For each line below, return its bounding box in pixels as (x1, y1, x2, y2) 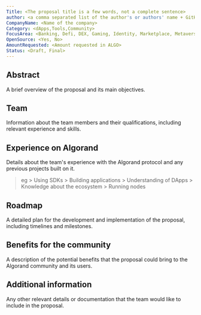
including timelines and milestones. (6, 223, 93, 229)
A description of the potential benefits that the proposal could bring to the (6, 256, 188, 263)
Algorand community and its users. (6, 262, 93, 269)
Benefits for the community (6, 240, 111, 250)
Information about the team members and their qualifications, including (6, 119, 181, 126)
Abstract (6, 70, 40, 80)
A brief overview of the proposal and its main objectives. (6, 86, 145, 93)
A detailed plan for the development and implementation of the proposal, (6, 216, 185, 223)
